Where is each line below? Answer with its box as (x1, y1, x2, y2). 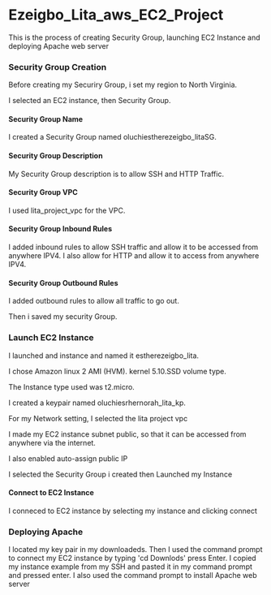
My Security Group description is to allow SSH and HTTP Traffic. (8, 169, 225, 179)
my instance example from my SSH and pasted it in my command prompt (8, 562, 253, 571)
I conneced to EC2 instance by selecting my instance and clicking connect (8, 506, 258, 515)
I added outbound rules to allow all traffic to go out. (8, 296, 180, 306)
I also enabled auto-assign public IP (8, 453, 128, 463)
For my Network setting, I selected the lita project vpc (8, 413, 188, 423)
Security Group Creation (8, 61, 107, 72)
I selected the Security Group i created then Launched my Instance (8, 469, 233, 479)
